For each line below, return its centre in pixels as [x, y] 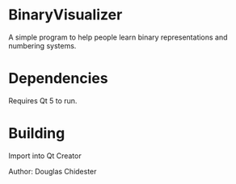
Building [37, 134]
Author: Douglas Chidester [53, 171]
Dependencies [58, 79]
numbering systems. [42, 45]
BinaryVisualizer [65, 15]
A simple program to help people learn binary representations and [118, 37]
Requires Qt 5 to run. [43, 100]
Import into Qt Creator [45, 156]
